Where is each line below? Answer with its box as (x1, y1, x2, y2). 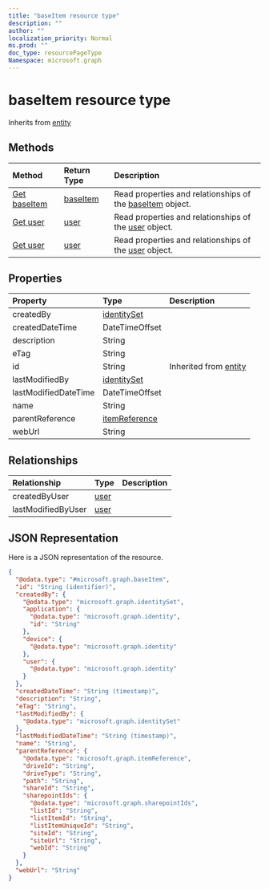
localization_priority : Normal (8, 34, 113, 43)
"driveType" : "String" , (22, 769, 102, 777)
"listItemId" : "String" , (29, 814, 113, 822)
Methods (8, 141, 54, 155)
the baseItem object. (114, 198, 191, 209)
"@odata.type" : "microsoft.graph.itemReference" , (22, 754, 192, 762)
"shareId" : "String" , (22, 784, 94, 793)
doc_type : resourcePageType (8, 49, 102, 57)
